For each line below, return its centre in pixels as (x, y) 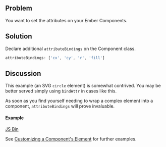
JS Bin (12, 129)
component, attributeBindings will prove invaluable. (60, 106)
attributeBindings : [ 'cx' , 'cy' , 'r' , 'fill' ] (55, 58)
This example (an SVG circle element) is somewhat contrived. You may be (83, 86)
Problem (19, 8)
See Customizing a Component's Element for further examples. (71, 139)
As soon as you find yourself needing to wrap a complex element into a (79, 101)
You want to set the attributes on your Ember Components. (66, 20)
